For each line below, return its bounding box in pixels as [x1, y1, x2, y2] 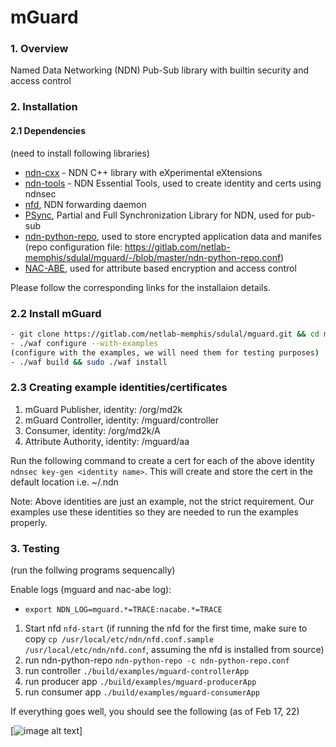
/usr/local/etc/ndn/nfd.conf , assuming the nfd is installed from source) [24, 644, 325, 655]
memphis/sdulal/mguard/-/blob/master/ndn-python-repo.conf [24, 251, 282, 263]
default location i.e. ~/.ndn [10, 476, 119, 488]
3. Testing [10, 541, 60, 555]
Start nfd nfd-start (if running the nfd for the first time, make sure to [24, 622, 308, 634]
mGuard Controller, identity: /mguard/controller [24, 414, 220, 426]
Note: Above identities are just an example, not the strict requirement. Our [10, 495, 315, 507]
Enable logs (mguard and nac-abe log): [10, 584, 172, 595]
